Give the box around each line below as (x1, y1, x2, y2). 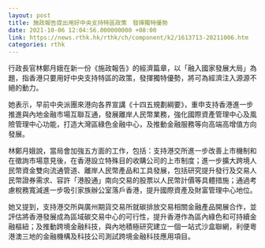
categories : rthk (8, 41, 65, 49)
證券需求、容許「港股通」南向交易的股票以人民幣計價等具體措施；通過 (21, 176, 250, 185)
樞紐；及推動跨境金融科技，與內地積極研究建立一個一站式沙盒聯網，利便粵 (14, 222, 257, 231)
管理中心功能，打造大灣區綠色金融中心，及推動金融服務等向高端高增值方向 (14, 120, 257, 129)
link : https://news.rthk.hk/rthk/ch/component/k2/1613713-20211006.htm (8, 33, 248, 42)
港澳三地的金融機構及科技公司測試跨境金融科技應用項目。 (8, 231, 195, 241)
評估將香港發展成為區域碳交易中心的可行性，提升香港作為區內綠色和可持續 (8, 212, 250, 221)
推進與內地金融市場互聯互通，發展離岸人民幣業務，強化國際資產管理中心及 (8, 109, 250, 119)
